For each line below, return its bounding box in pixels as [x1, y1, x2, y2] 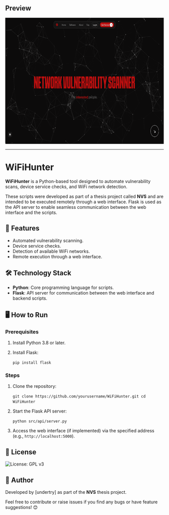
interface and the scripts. [5, 209, 57, 215]
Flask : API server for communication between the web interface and [12, 290, 154, 296]
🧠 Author [5, 476, 34, 484]
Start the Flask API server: [12, 408, 67, 414]
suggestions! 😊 [5, 504, 38, 510]
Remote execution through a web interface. [12, 253, 102, 259]
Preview [5, 4, 32, 13]
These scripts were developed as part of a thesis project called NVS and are [5, 193, 163, 199]
